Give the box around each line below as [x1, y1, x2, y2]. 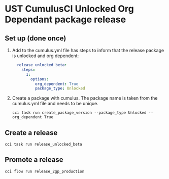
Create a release [5, 128, 58, 137]
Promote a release [5, 155, 64, 164]
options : [30, 76, 49, 81]
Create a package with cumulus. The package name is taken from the [12, 95, 158, 101]
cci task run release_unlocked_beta [5, 142, 82, 147]
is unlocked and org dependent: [12, 53, 79, 59]
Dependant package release [5, 14, 126, 25]
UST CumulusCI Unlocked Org [5, 3, 134, 15]
